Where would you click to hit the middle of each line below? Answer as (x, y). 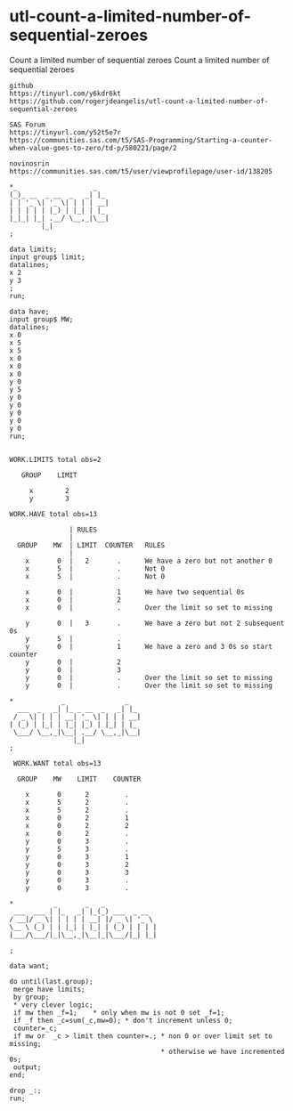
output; (27, 1067)
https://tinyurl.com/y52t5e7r (65, 132)
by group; (31, 997)
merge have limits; (49, 989)
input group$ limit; (48, 257)
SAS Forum (28, 125)
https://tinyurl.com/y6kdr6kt (65, 93)
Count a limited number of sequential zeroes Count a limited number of (139, 60)
